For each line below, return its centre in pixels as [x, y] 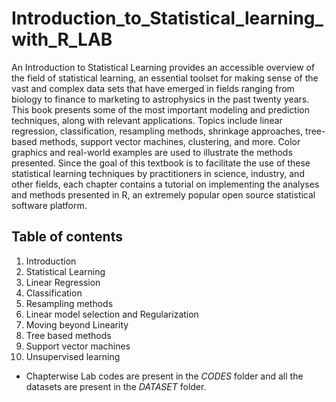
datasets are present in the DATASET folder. [116, 386]
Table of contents [67, 237]
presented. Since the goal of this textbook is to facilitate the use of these [161, 163]
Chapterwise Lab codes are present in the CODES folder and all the [164, 376]
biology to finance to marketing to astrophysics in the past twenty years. [160, 99]
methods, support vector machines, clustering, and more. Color [170, 141]
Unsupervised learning [73, 356]
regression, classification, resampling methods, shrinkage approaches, [157, 131]
